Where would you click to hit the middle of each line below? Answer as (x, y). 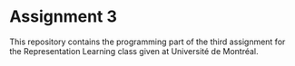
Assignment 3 (64, 17)
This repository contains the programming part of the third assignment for (147, 42)
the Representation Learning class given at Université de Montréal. (134, 51)
